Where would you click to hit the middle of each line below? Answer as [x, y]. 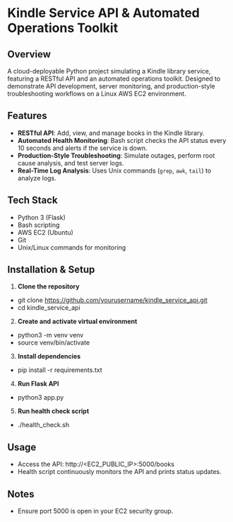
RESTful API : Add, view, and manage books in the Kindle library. [111, 133]
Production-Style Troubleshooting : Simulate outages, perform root [116, 155]
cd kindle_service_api [49, 308]
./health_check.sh [43, 425]
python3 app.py [41, 398]
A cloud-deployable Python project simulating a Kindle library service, [109, 71]
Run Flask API [38, 384]
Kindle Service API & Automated [103, 13]
